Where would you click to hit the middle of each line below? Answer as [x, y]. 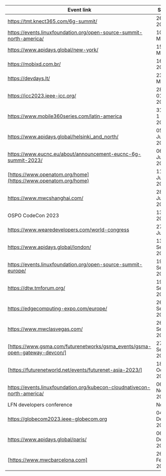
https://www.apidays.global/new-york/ [53, 50]
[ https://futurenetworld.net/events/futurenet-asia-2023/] [75, 370]
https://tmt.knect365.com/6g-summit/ [53, 21]
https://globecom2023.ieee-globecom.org [57, 419]
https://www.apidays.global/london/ [49, 247]
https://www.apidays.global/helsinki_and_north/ [63, 137]
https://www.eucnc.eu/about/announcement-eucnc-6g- [74, 154]
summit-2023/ [25, 160]
